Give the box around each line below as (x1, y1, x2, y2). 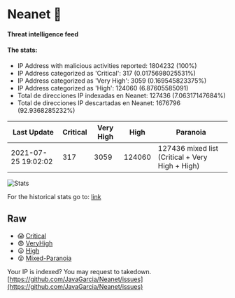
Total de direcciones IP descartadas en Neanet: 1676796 (17, 98, 180, 107)
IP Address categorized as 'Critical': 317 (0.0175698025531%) (17, 69, 196, 77)
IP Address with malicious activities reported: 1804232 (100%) (17, 61, 197, 69)
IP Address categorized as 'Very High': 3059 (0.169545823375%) (17, 76, 207, 85)
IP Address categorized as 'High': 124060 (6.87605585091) (17, 83, 189, 92)
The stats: (7, 46, 38, 55)
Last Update (13, 127, 55, 137)
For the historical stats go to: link (7, 192, 101, 201)
